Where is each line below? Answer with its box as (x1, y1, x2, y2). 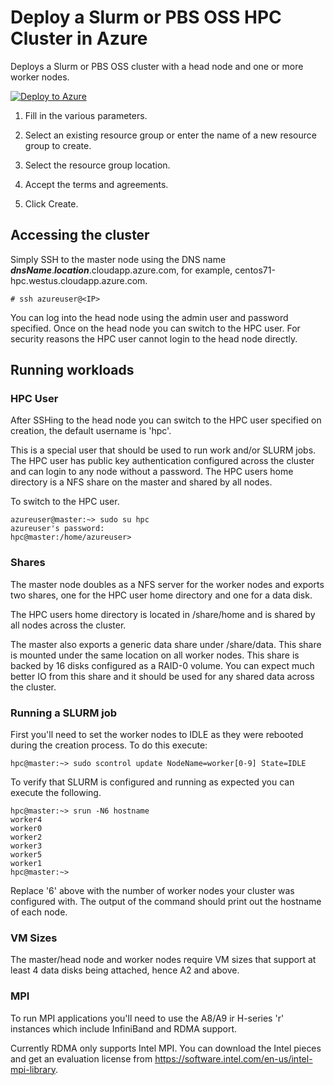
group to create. (24, 139, 92, 151)
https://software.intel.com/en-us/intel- (154, 1052, 313, 1065)
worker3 (10, 841, 43, 851)
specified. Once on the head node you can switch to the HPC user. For (10, 322, 301, 334)
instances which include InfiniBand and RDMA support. (10, 1022, 238, 1035)
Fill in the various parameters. (24, 109, 148, 121)
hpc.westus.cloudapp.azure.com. (10, 274, 148, 286)
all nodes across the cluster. (10, 619, 127, 631)
